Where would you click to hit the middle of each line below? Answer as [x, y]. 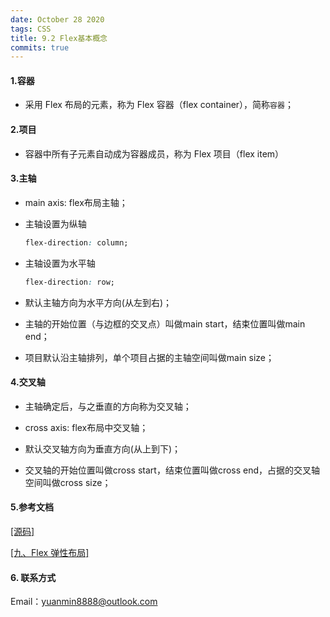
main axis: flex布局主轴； [76, 202]
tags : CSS [31, 29]
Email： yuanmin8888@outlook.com [84, 602]
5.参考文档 [32, 507]
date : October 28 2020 [57, 19]
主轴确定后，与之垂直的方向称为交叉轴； [108, 406]
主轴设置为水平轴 [60, 263]
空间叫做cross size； [68, 482]
